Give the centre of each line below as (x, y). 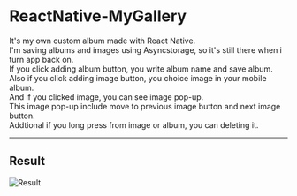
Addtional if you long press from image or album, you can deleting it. (134, 124)
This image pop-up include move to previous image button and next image (145, 106)
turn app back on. (42, 59)
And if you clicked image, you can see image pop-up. (107, 97)
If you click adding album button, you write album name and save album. (141, 69)
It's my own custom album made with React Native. (103, 41)
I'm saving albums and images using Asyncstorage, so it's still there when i (146, 49)
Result (27, 161)
